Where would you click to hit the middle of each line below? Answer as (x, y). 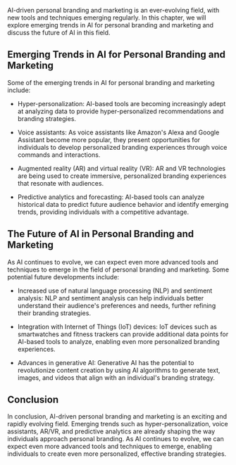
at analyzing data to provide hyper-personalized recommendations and (120, 111)
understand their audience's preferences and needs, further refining (117, 305)
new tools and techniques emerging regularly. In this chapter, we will (107, 18)
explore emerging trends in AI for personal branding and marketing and (110, 25)
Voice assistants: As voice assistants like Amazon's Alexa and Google (118, 132)
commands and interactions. (59, 155)
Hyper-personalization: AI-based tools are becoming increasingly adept (122, 103)
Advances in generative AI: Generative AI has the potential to (106, 362)
